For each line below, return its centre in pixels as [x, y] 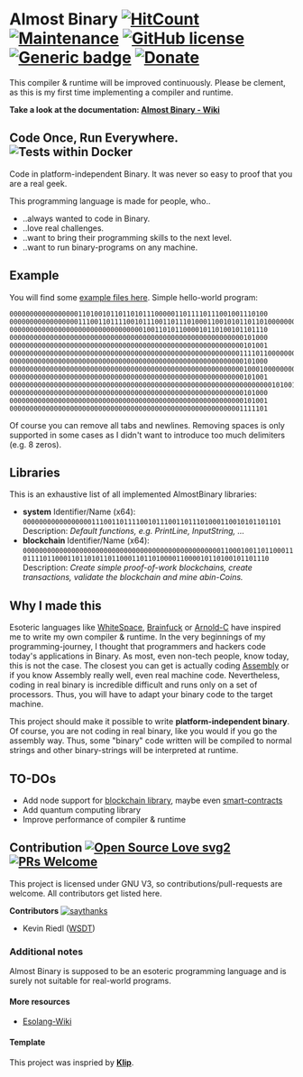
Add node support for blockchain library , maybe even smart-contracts [152, 800]
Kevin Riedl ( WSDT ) [59, 928]
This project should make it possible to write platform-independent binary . [150, 722]
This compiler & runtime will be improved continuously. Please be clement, [147, 82]
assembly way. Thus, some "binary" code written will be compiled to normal [151, 741]
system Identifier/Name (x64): [79, 512]
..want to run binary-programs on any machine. [110, 247]
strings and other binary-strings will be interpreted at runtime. [124, 750]
